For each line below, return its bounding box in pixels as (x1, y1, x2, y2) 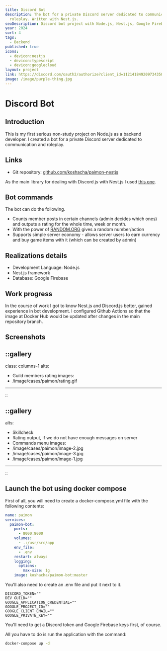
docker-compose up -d (5, 641, 50, 646)
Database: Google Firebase (12, 275, 69, 281)
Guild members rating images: (12, 373, 75, 379)
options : (18, 564, 37, 569)
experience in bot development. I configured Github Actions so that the (5, 308, 151, 314)
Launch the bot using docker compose (5, 485, 127, 493)
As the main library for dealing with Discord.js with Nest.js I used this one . (5, 178, 156, 184)
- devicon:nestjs (9, 53, 46, 59)
